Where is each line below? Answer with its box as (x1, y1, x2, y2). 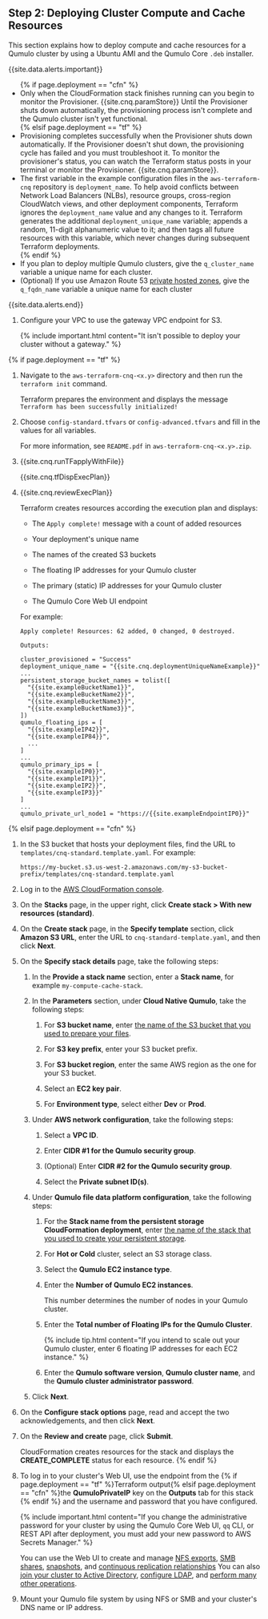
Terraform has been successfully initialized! (19, 402, 178, 411)
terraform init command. (19, 378, 108, 388)
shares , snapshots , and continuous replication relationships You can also (19, 1561, 261, 1571)
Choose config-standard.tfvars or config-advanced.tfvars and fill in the (19, 417, 261, 426)
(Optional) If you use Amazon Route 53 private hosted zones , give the (19, 276, 250, 285)
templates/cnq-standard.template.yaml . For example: (19, 847, 196, 857)
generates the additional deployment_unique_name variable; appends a (19, 216, 248, 225)
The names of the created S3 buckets (31, 549, 157, 559)
